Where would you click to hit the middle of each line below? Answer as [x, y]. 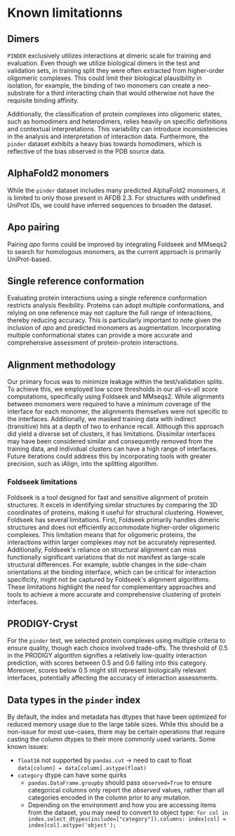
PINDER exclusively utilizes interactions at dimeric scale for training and [109, 55]
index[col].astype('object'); [72, 825]
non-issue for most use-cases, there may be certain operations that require [116, 732]
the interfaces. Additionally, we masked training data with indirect [102, 419]
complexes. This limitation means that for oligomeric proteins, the [102, 534]
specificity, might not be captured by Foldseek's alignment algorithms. [109, 579]
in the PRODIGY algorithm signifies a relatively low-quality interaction [107, 656]
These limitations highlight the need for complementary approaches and [112, 587]
